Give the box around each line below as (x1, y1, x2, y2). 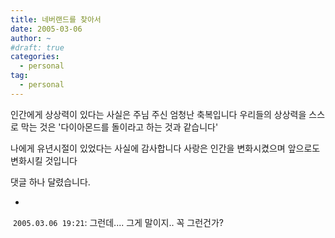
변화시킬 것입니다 (10, 154, 78, 166)
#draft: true (10, 42, 65, 53)
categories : (10, 52, 60, 62)
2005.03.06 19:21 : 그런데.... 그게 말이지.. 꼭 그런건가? (12, 216, 225, 228)
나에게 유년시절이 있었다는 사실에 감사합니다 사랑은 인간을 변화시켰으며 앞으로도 (10, 142, 321, 154)
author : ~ (10, 33, 52, 43)
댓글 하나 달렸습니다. (10, 176, 91, 188)
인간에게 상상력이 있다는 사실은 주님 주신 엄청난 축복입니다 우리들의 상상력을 (10, 108, 307, 120)
